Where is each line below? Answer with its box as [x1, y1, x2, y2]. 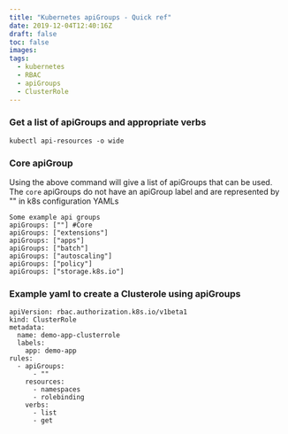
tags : [9, 54, 29, 63]
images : [9, 46, 38, 55]
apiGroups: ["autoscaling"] [9, 252, 113, 261]
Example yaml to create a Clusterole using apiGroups [9, 288, 241, 300]
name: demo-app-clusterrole [17, 331, 121, 340]
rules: [9, 354, 34, 363]
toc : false [9, 37, 49, 47]
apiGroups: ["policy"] [9, 260, 93, 268]
